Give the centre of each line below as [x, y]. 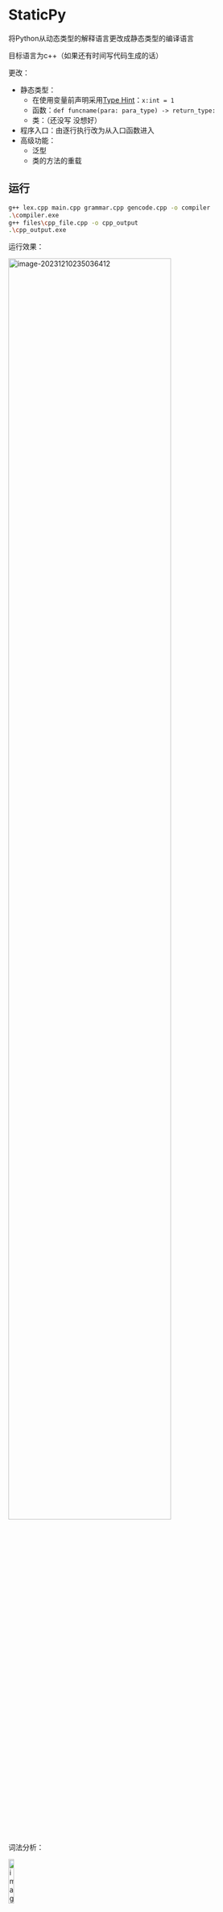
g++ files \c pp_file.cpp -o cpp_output [73, 223]
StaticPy [37, 15]
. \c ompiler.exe [34, 215]
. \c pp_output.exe [37, 230]
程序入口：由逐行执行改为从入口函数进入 [87, 130]
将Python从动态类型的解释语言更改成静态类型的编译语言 [101, 38]
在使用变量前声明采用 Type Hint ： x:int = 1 [103, 99]
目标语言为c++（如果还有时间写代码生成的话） [86, 55]
